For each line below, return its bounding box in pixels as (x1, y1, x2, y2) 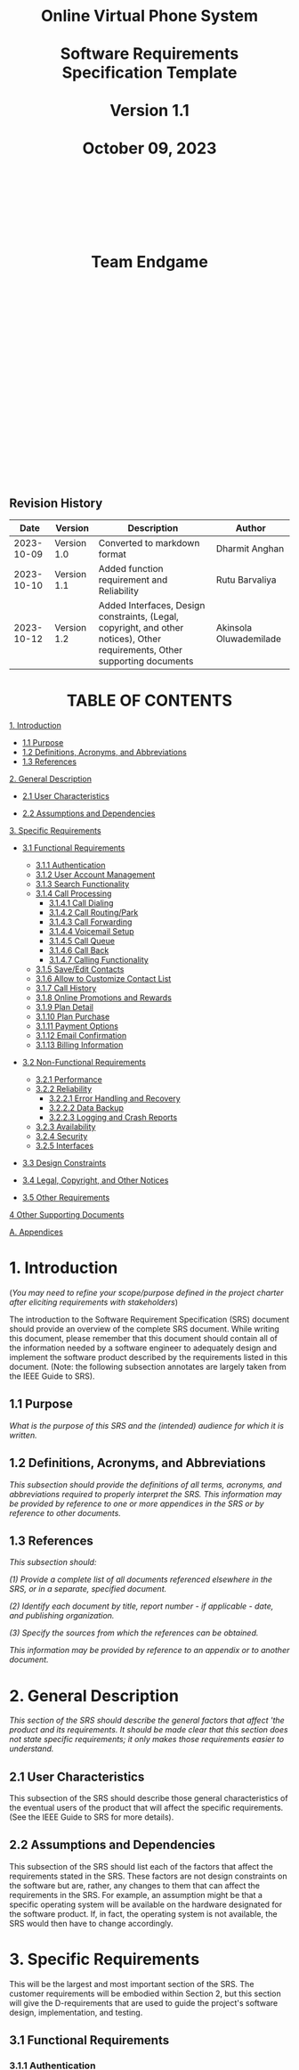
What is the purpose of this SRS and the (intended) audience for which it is (9, 1420, 285, 1430)
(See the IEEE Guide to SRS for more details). (9, 1812, 174, 1822)
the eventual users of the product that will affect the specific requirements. (9, 1803, 284, 1813)
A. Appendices (9, 1227, 64, 1237)
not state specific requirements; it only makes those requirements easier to (9, 1734, 285, 1745)
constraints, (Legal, (98, 610, 180, 623)
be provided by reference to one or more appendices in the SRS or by (9, 1498, 264, 1509)
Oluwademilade (215, 632, 282, 645)
